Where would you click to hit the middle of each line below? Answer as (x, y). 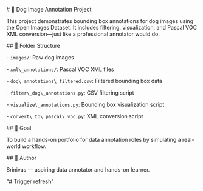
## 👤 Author (22, 158)
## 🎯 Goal (19, 128)
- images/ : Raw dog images (40, 57)
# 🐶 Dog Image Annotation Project (49, 9)
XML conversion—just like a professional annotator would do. (83, 34)
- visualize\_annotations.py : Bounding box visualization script (85, 104)
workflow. (34, 146)
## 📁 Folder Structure (33, 46)
